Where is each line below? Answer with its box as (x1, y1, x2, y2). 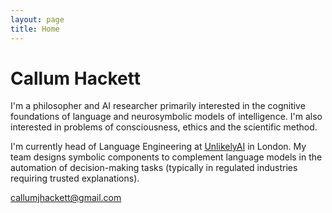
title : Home (10, 24, 60, 34)
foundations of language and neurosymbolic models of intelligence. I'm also (10, 111, 323, 123)
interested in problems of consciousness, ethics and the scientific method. (10, 121, 318, 133)
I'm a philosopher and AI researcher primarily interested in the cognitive (10, 100, 306, 112)
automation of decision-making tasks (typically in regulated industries (10, 162, 298, 174)
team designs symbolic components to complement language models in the (10, 151, 323, 163)
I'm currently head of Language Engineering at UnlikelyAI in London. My (10, 141, 307, 153)
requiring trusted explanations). (10, 172, 140, 185)
